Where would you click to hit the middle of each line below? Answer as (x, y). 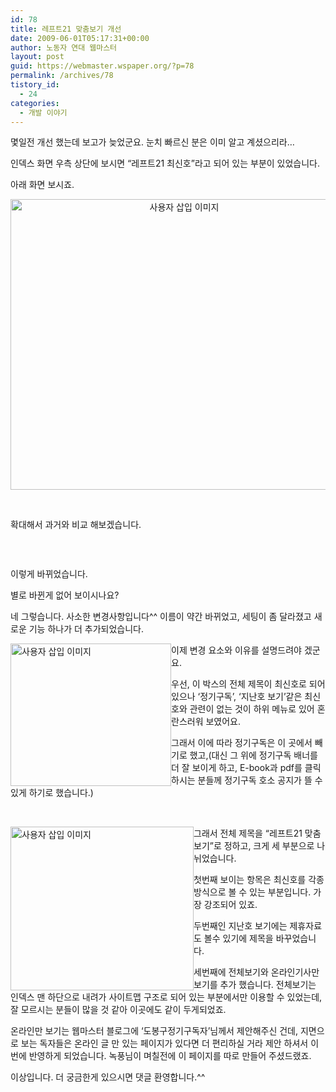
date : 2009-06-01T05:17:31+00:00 (80, 38)
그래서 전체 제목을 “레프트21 (248, 833)
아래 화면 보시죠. (42, 185)
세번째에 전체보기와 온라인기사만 (256, 972)
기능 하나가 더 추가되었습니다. (86, 629)
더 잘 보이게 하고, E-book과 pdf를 (237, 768)
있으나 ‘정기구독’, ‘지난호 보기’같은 (237, 697)
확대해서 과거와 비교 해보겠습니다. (76, 525)
